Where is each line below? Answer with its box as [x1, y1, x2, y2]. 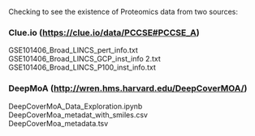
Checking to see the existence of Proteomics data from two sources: [8, 7, 238, 16]
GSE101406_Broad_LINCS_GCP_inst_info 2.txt [8, 54, 161, 64]
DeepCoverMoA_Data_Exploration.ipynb [8, 101, 143, 111]
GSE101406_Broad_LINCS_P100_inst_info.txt [8, 62, 157, 72]
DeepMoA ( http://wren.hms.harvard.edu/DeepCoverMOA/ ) [8, 83, 248, 94]
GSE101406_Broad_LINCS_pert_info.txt [8, 45, 138, 55]
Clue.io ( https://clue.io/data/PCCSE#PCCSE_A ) [8, 27, 201, 38]
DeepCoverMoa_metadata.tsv [8, 118, 109, 128]
